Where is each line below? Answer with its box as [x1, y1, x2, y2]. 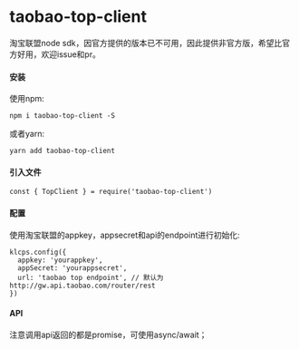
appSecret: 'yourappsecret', [17, 263, 128, 273]
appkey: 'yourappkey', [17, 256, 103, 265]
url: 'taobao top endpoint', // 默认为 [17, 273, 164, 282]
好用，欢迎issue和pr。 [16, 48, 101, 60]
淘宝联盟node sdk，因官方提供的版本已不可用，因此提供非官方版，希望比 [9, 37, 283, 48]
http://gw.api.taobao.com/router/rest [9, 281, 156, 290]
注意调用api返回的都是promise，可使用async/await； [9, 329, 207, 340]
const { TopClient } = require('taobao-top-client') [9, 188, 213, 197]
